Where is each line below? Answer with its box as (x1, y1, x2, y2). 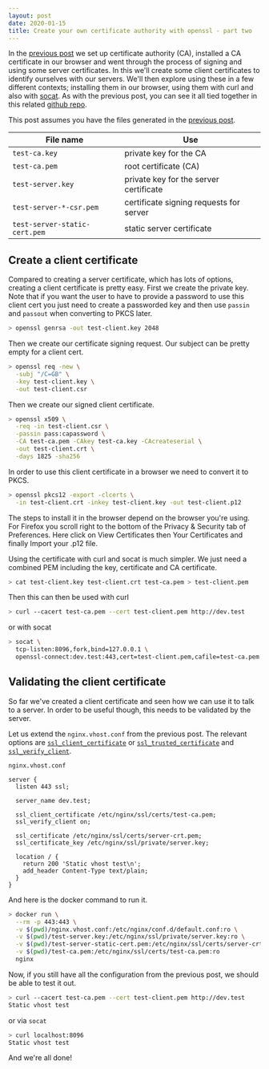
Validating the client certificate (8, 675, 167, 689)
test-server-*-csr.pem (12, 203, 98, 213)
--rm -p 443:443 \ (15, 917, 78, 926)
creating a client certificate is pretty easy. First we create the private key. (8, 283, 249, 293)
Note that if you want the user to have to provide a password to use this (8, 292, 244, 302)
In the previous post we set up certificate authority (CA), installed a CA (8, 49, 242, 59)
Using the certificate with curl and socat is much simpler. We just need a (8, 554, 247, 564)
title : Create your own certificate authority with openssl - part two (8, 26, 252, 34)
